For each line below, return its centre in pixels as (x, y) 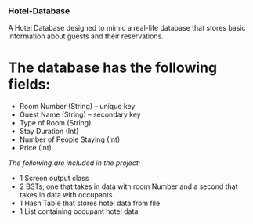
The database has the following (113, 68)
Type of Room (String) (55, 123)
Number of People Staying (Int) (69, 139)
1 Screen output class (54, 179)
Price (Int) (36, 148)
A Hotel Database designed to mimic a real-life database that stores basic (127, 28)
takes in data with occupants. (67, 195)
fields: (29, 85)
